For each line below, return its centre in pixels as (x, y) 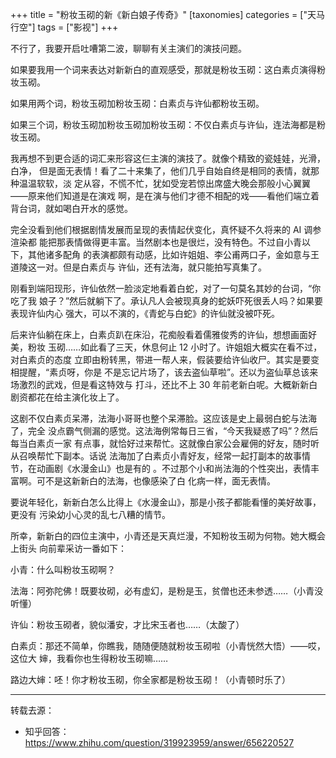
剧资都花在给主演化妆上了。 (67, 397)
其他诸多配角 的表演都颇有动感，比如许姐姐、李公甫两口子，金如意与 (169, 254)
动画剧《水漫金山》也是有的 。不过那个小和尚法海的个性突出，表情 (173, 468)
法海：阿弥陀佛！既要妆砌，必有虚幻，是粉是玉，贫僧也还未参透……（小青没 (167, 591)
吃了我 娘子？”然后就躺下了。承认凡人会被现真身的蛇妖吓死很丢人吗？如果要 (167, 301)
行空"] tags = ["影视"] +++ (64, 27)
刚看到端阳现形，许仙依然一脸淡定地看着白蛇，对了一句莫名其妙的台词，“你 (166, 288)
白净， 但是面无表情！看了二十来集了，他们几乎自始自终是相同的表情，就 (160, 171)
